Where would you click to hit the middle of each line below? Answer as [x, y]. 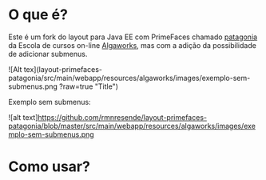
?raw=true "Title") [89, 86]
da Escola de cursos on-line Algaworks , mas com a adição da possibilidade [133, 45]
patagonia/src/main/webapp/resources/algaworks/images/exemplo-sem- [129, 78]
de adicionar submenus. [48, 54]
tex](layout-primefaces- [63, 69]
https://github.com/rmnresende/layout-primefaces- [123, 117]
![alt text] [23, 117]
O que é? [38, 15]
